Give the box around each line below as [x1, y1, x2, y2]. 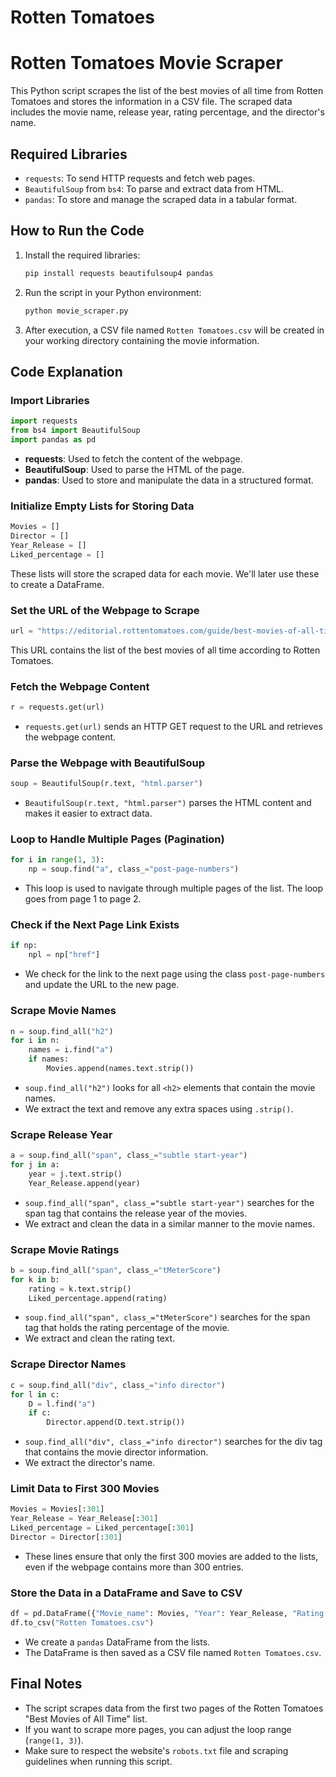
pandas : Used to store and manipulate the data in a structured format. [24, 474, 314, 486]
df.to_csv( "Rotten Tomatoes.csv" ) [10, 1618, 155, 1628]
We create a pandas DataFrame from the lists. [24, 1636, 211, 1648]
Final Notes [10, 1676, 83, 1693]
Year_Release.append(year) [28, 1178, 141, 1188]
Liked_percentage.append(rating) [28, 1293, 168, 1303]
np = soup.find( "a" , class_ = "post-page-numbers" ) [28, 864, 240, 875]
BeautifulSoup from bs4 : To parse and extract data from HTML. [24, 182, 285, 195]
